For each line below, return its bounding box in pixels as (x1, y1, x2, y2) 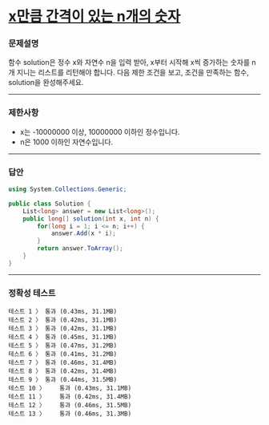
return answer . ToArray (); (37, 245, 124, 253)
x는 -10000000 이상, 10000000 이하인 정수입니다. (19, 127, 180, 136)
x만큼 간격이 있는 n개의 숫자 (8, 7, 181, 26)
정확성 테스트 (8, 287, 56, 298)
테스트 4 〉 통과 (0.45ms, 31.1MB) (8, 334, 118, 342)
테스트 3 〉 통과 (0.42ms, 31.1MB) (8, 325, 118, 333)
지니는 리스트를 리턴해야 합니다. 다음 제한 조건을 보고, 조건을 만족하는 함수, (16, 67, 250, 77)
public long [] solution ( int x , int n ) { (22, 214, 159, 223)
